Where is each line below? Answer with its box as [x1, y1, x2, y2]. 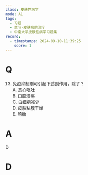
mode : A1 [5, 12, 23, 16]
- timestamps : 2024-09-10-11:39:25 [10, 39, 81, 44]
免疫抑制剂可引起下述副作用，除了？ [12, 80, 85, 86]
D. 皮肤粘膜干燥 [12, 105, 44, 111]
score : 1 [14, 43, 32, 48]
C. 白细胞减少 [12, 99, 39, 105]
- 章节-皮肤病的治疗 [10, 25, 45, 30]
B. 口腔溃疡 [12, 93, 35, 98]
